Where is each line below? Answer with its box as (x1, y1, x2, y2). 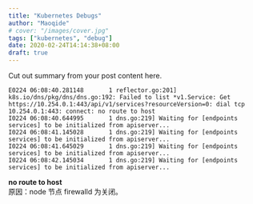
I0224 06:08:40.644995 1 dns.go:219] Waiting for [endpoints (8, 114, 239, 122)
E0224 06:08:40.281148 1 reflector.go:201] (8, 86, 178, 94)
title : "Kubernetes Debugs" (8, 11, 102, 20)
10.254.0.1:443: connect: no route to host (8, 107, 156, 115)
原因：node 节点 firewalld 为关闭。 (8, 187, 122, 196)
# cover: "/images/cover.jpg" (8, 26, 110, 34)
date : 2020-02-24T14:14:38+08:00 (8, 42, 120, 50)
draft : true (8, 49, 48, 57)
